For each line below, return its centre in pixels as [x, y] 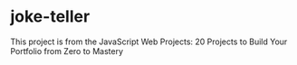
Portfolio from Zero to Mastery [67, 51]
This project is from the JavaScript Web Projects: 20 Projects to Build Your [149, 42]
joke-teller [50, 17]
